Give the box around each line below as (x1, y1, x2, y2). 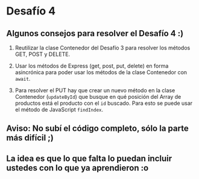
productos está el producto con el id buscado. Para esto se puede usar (14, 99, 193, 107)
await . (14, 75, 31, 82)
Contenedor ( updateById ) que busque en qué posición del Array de (14, 93, 182, 100)
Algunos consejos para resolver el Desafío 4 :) (6, 28, 184, 39)
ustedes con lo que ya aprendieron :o (6, 163, 149, 173)
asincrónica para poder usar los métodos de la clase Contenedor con (14, 69, 188, 76)
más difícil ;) (6, 133, 54, 143)
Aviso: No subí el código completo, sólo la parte (6, 124, 189, 134)
